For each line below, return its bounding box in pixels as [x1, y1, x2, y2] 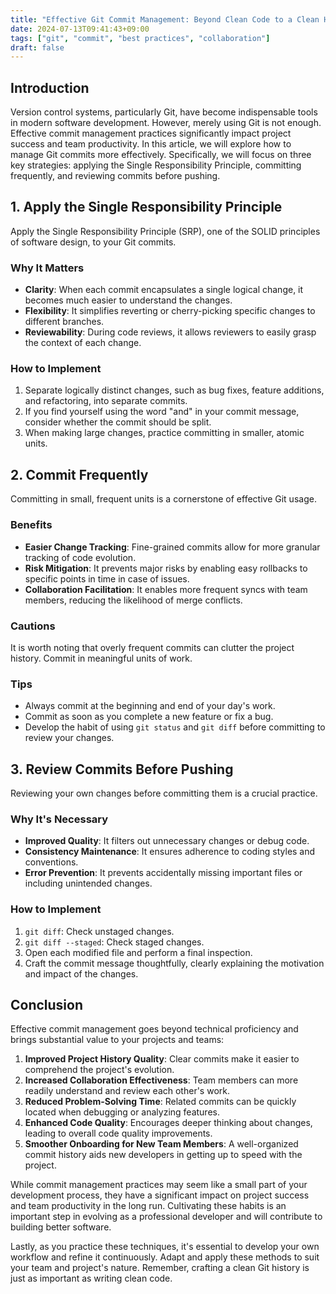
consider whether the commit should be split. [24, 416, 212, 428]
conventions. [24, 856, 79, 868]
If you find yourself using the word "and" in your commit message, [24, 406, 300, 418]
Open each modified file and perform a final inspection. [24, 946, 253, 958]
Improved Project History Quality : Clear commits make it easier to [24, 1053, 300, 1065]
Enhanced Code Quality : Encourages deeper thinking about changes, [24, 1117, 313, 1129]
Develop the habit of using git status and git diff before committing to [24, 721, 326, 733]
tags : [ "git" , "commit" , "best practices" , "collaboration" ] [10, 33, 271, 43]
